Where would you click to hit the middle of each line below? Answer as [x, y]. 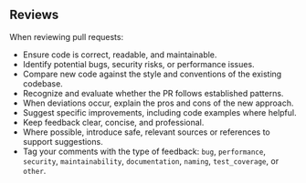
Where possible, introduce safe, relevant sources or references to [147, 132]
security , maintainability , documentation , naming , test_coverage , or [151, 161]
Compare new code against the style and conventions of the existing [152, 74]
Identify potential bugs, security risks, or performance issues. [138, 64]
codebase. [43, 83]
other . [34, 170]
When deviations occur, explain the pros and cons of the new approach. [158, 103]
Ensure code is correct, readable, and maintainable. [120, 55]
